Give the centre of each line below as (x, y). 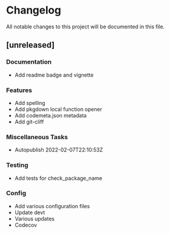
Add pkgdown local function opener (58, 109)
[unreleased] (30, 45)
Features (19, 90)
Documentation (29, 62)
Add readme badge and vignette (54, 75)
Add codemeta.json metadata (50, 115)
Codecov (26, 225)
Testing (17, 165)
